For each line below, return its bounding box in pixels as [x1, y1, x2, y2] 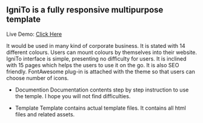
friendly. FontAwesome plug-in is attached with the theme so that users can [6, 68, 195, 75]
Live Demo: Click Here [6, 30, 62, 38]
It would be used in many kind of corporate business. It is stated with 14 [6, 42, 186, 49]
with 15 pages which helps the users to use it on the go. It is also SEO [6, 61, 179, 68]
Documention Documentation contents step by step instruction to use [15, 86, 189, 93]
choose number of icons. [6, 74, 69, 81]
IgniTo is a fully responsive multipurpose [6, 5, 164, 15]
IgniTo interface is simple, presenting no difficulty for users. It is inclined [6, 55, 187, 62]
